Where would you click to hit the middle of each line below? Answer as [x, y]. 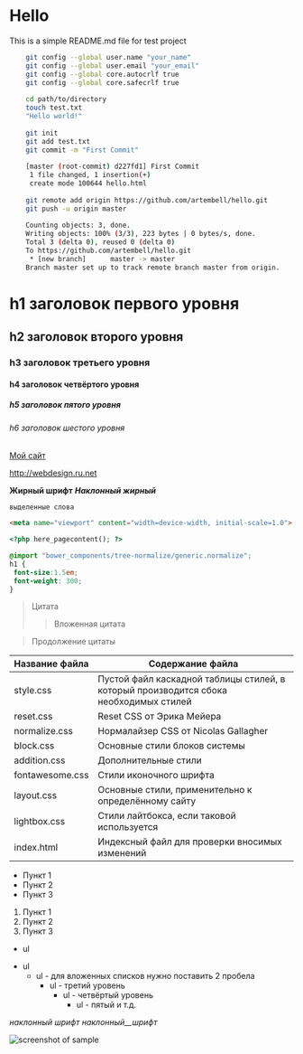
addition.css [40, 760]
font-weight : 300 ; [48, 581]
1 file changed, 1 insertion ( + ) [90, 175]
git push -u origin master [76, 209]
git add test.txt [58, 141]
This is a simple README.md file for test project [98, 41]
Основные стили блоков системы [172, 746]
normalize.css [44, 731]
